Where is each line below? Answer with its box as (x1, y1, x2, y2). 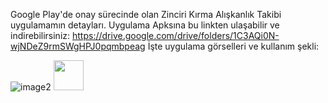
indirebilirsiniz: (10, 30, 71, 41)
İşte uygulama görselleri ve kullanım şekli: (147, 40, 320, 52)
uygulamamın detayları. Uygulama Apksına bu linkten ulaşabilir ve (10, 19, 280, 31)
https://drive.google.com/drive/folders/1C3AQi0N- (71, 30, 280, 41)
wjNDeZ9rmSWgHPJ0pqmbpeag (10, 40, 146, 52)
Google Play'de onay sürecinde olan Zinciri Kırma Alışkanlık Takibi (10, 9, 282, 20)
